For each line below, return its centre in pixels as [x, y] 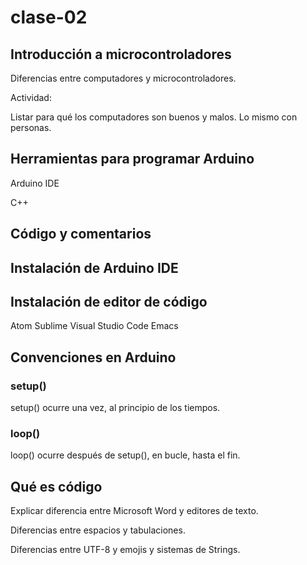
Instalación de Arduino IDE [94, 267]
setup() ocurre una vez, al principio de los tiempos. [115, 408]
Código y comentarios [81, 234]
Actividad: [31, 97]
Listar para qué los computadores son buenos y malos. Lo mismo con [154, 117]
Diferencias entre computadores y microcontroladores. [123, 78]
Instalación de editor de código [109, 301]
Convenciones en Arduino [93, 357]
